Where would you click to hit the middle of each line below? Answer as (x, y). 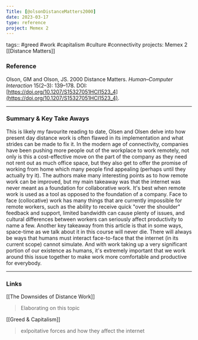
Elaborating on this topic (50, 308)
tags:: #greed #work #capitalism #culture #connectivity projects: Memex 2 (97, 45)
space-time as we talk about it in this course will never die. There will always (99, 232)
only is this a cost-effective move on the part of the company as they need (97, 156)
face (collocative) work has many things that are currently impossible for (94, 200)
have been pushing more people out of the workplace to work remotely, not (98, 150)
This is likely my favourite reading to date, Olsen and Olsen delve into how (96, 131)
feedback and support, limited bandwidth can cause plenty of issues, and (95, 213)
